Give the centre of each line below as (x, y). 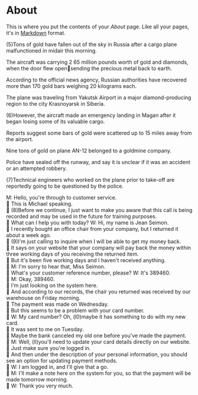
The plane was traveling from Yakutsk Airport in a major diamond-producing (99, 97)
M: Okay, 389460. (33, 279)
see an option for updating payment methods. (62, 360)
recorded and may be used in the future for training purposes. (82, 216)
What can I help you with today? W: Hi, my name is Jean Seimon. (90, 223)
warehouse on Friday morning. (43, 298)
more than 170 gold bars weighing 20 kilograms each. (72, 86)
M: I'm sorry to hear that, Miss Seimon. (58, 266)
